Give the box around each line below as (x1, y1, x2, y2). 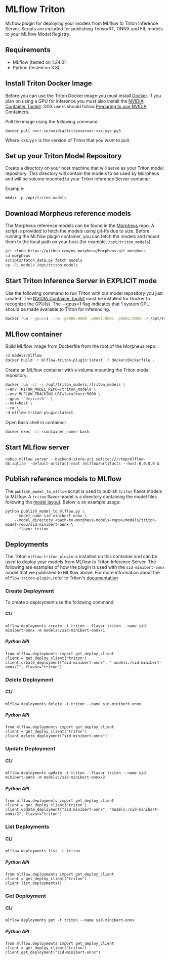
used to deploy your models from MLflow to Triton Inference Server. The (5, 559, 156, 565)
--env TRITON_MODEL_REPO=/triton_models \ (5, 387, 96, 392)
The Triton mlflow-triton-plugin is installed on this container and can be (5, 554, 158, 560)
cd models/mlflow (5, 353, 42, 358)
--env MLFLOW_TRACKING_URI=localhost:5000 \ (5, 391, 101, 396)
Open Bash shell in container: (5, 420, 67, 426)
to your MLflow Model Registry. (5, 31, 71, 37)
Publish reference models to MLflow (5, 475, 122, 483)
